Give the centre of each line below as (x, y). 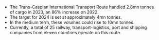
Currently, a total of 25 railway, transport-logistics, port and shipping (78, 27)
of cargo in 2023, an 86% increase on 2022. (54, 12)
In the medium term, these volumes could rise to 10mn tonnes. (72, 22)
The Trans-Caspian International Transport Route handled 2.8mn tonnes (82, 7)
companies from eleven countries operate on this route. (65, 33)
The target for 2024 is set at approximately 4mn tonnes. (66, 17)
